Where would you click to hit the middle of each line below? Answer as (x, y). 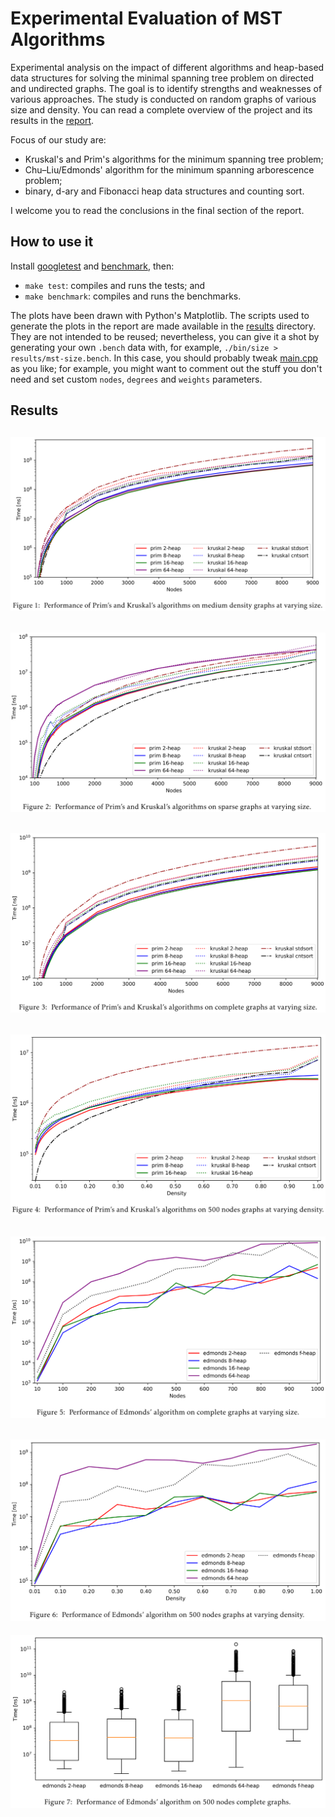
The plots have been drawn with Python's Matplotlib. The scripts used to (160, 315)
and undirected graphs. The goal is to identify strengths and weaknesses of (166, 88)
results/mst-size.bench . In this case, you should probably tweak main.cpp (164, 358)
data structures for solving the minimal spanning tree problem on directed (162, 78)
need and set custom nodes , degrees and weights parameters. (136, 379)
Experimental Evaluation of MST (146, 18)
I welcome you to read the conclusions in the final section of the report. (157, 210)
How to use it (52, 242)
